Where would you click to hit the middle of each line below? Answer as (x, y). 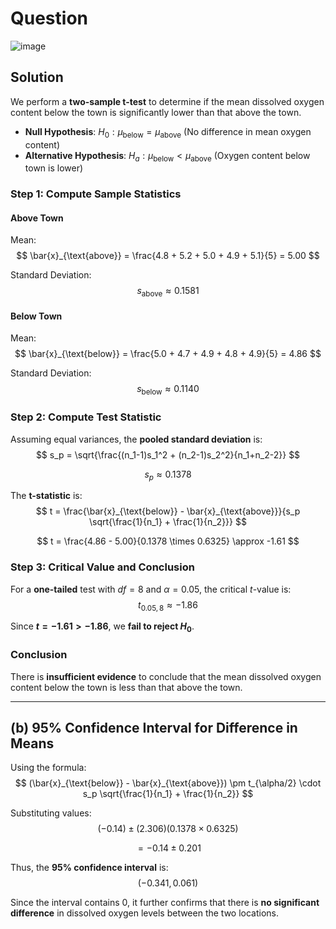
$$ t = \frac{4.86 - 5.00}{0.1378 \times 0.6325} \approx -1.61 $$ (168, 541)
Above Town (37, 218)
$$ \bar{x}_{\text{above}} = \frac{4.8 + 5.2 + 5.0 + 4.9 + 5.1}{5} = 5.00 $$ (168, 256)
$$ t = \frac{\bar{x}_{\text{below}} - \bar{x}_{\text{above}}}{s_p (168, 511)
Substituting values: (51, 813)
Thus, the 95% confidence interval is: (89, 868)
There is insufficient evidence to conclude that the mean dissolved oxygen (166, 676)
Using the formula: (48, 768)
